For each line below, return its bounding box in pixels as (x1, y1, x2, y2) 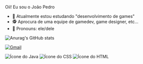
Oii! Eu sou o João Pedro (5, 4, 55, 10)
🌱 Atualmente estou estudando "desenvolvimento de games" (12, 13, 135, 19)
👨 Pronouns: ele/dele (12, 26, 55, 31)
